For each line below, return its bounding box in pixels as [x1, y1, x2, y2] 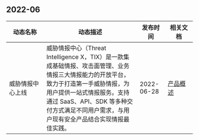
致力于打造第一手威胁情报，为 [46, 79, 130, 88]
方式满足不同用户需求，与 [52, 106, 124, 114]
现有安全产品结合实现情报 [52, 115, 124, 123]
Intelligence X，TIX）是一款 [46, 53, 124, 61]
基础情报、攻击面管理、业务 [52, 62, 130, 70]
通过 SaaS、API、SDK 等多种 [46, 97, 127, 106]
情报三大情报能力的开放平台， [46, 71, 130, 79]
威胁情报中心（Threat [46, 44, 107, 52]
